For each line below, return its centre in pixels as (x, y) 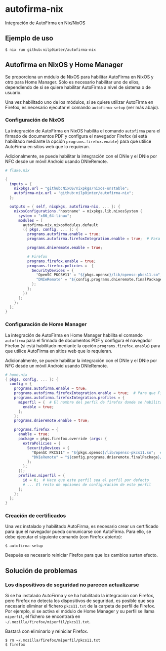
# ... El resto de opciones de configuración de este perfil (87, 485)
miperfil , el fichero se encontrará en (43, 616)
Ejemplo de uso (29, 38)
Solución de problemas (41, 571)
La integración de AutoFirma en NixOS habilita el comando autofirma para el (83, 131)
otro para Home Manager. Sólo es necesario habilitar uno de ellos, (72, 82)
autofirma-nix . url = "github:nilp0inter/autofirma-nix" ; (74, 193)
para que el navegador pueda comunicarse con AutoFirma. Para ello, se (78, 531)
